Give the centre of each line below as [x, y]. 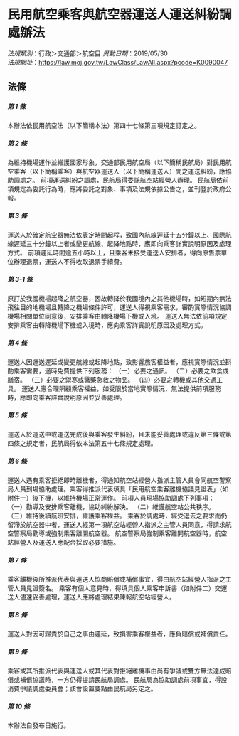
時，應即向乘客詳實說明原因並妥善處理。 [67, 398]
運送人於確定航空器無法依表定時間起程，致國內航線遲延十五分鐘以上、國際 [116, 235]
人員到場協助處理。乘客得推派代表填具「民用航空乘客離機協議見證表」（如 [121, 489]
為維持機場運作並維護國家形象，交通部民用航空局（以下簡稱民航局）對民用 [116, 162]
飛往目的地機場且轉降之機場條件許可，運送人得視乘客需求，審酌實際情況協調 [119, 307]
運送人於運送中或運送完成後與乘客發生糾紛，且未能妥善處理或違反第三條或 [116, 434]
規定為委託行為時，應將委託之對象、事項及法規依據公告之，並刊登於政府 [119, 189]
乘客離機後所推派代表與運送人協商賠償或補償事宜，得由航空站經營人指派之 [116, 580]
